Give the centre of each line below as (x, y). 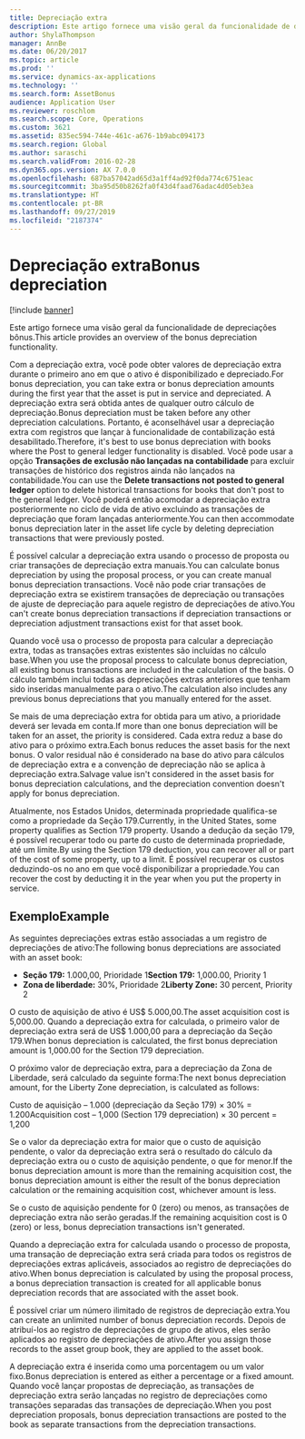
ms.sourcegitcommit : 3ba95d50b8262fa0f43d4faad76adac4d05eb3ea (132, 187)
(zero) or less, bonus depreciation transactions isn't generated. (127, 1227)
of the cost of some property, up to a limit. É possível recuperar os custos (147, 859)
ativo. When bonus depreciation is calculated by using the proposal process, (151, 1274)
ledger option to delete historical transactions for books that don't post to (147, 489)
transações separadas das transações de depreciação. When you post (141, 1405)
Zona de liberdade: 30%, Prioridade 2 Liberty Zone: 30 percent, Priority (157, 985)
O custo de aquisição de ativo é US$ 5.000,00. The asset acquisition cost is (150, 1012)
